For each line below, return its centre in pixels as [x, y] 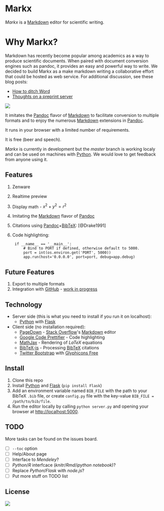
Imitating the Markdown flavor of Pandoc [53, 216]
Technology [24, 304]
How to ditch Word [31, 91]
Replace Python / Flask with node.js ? [48, 470]
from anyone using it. [26, 159]
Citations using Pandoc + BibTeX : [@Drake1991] [59, 226]
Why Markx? [31, 42]
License [17, 492]
